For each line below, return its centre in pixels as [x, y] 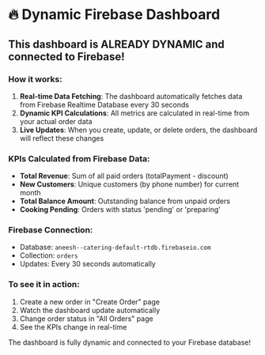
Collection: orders [49, 255]
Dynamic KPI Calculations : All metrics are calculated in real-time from [134, 113]
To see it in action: [44, 285]
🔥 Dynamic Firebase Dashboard [114, 15]
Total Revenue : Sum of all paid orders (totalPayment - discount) [124, 176]
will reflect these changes [62, 138]
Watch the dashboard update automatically [90, 310]
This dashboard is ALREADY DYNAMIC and [117, 44]
